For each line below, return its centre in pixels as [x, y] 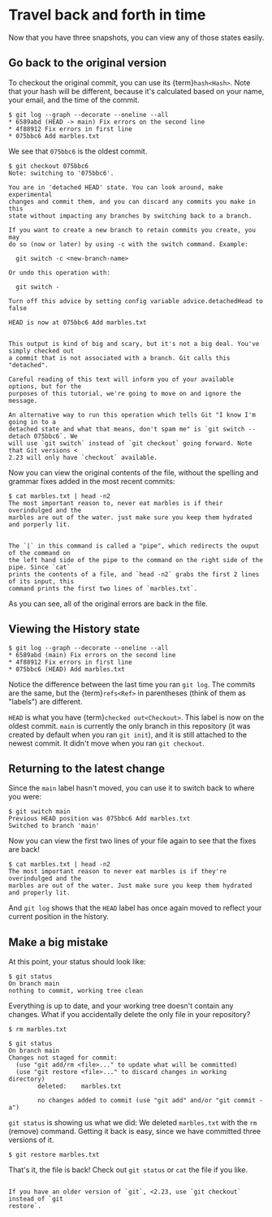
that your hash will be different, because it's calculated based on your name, [136, 91]
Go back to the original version [88, 63]
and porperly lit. [39, 524]
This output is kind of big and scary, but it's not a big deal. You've [134, 344]
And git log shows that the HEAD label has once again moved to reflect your [135, 908]
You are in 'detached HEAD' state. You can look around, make [116, 187]
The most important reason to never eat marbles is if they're [118, 872]
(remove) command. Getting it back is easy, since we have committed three [135, 1132]
